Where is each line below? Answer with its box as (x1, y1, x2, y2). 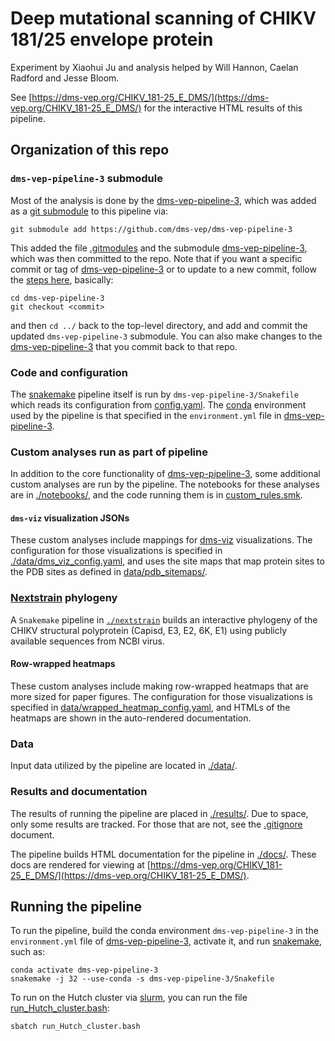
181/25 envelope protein (10, 28, 214, 51)
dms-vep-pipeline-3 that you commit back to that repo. (10, 340, 238, 352)
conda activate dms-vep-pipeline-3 (10, 965, 159, 976)
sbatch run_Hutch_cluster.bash (10, 1022, 141, 1032)
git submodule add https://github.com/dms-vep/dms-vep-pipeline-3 (10, 224, 293, 234)
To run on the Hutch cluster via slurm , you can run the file (10, 992, 248, 1004)
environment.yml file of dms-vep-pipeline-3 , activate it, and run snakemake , (10, 935, 322, 947)
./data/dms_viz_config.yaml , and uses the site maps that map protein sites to (10, 555, 325, 567)
